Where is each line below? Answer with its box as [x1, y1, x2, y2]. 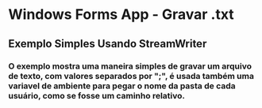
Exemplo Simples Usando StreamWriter [8, 37, 207, 50]
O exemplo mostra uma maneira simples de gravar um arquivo [8, 61, 252, 72]
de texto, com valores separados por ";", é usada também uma [8, 70, 254, 81]
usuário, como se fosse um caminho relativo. [8, 90, 185, 101]
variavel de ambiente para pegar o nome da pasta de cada [8, 80, 236, 91]
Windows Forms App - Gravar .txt [8, 6, 234, 24]
